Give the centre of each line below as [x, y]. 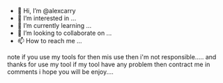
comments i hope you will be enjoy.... [60, 72]
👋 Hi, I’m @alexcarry [46, 11]
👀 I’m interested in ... [47, 18]
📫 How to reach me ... [49, 41]
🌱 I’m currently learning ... [54, 25]
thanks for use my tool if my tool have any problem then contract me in [109, 64]
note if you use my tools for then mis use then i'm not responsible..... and [112, 57]
